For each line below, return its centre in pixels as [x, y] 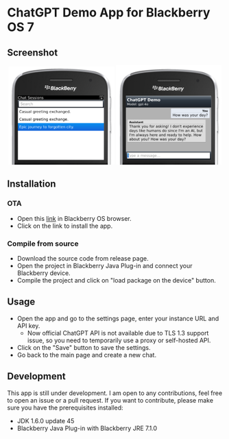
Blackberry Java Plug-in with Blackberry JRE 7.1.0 [87, 428]
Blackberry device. [44, 273]
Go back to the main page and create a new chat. [86, 355]
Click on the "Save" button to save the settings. [84, 347]
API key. [28, 325]
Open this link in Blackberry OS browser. [74, 218]
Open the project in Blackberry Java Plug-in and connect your [105, 265]
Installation [32, 184]
